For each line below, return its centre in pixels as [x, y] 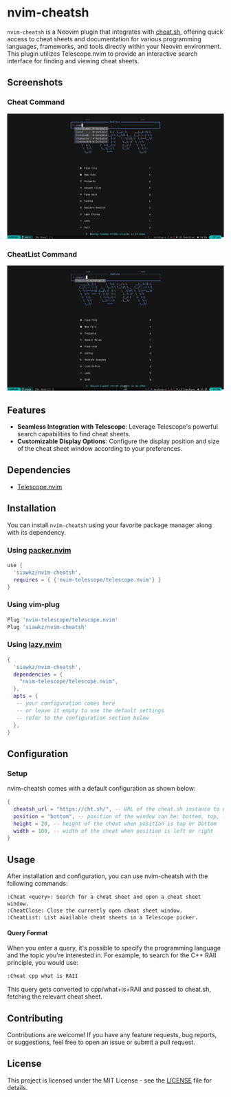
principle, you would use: [43, 963]
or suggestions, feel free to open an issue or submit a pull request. [101, 1042]
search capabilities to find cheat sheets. [74, 434]
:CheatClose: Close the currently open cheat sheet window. [95, 911]
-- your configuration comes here [66, 703]
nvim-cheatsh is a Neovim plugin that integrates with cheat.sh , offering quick [115, 32]
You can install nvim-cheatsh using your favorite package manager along [110, 525]
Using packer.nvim [39, 550]
